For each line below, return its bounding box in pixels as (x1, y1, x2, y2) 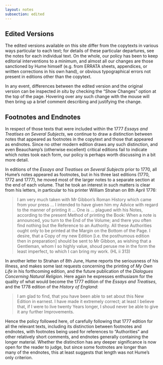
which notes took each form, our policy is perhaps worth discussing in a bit (5, 152, 156, 158)
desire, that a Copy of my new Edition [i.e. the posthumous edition (17, 233, 150, 239)
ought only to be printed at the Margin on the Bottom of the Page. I (17, 228, 151, 234)
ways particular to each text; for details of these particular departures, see (5, 48, 154, 54)
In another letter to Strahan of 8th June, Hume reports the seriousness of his (5, 258, 159, 264)
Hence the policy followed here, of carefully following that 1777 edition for (5, 318, 153, 324)
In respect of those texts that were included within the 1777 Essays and (5, 126, 148, 132)
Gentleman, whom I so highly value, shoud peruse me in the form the (17, 243, 156, 249)
